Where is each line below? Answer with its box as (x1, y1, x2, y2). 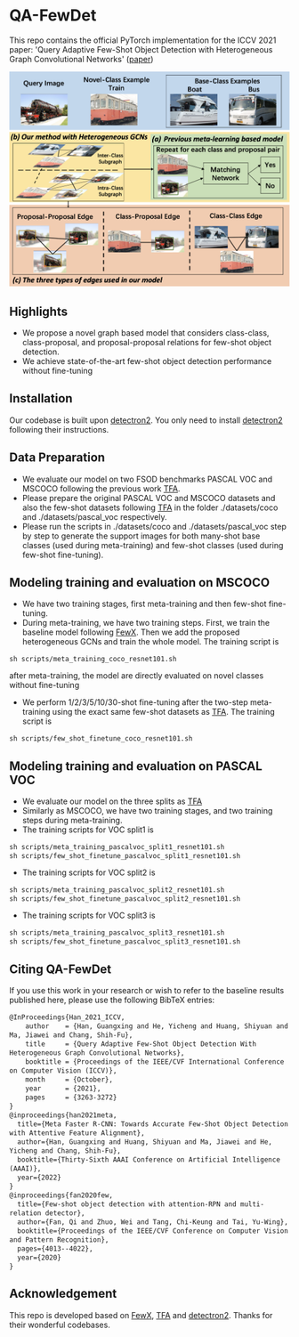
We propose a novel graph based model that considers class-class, (21, 328, 270, 338)
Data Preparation (9, 450, 105, 466)
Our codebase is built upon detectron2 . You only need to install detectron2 (9, 415, 283, 425)
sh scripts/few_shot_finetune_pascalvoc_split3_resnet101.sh (9, 937, 241, 946)
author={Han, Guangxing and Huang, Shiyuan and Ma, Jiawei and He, (17, 1138, 273, 1147)
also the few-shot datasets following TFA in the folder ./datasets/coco (21, 502, 279, 513)
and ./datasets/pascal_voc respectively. (21, 511, 167, 522)
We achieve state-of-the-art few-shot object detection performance (21, 356, 272, 366)
